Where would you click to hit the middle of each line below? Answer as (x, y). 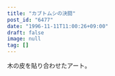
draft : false (26, 33)
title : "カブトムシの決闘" (41, 13)
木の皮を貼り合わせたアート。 (49, 65)
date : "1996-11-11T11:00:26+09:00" (58, 26)
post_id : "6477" (30, 20)
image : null (24, 39)
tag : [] (18, 45)
